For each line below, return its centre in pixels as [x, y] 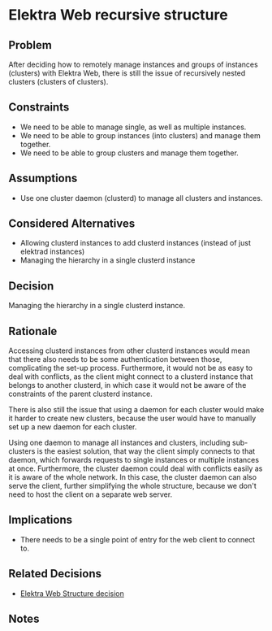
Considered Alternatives [72, 224]
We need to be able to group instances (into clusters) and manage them [140, 135]
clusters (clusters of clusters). [58, 82]
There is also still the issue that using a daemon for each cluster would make [136, 410]
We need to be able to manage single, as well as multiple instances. [133, 127]
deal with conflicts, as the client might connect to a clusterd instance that [131, 376]
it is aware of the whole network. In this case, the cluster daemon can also [133, 477]
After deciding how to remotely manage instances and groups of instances [133, 64]
